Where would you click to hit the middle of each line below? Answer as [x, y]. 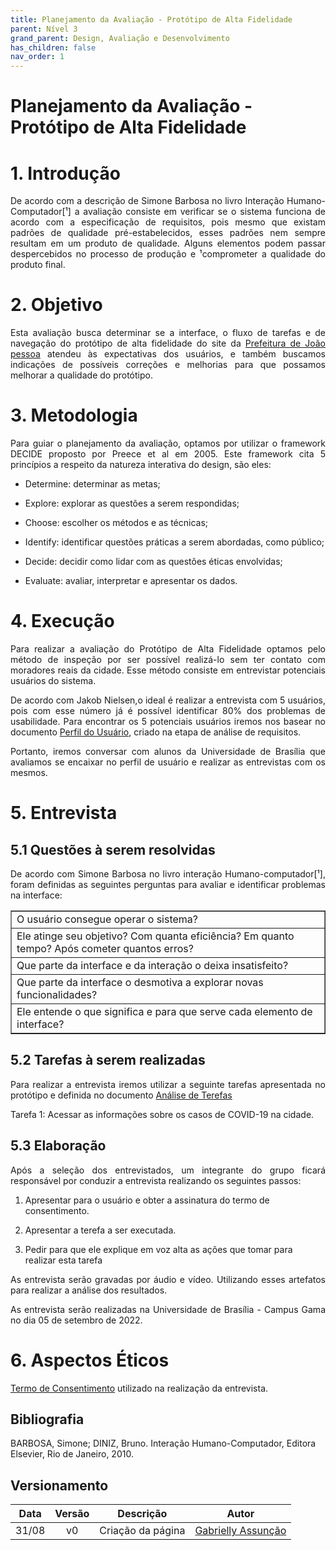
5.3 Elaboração [58, 1146]
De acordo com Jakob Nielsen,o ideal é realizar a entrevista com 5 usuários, [168, 700]
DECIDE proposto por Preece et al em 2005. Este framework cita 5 [168, 454]
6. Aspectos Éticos [90, 1360]
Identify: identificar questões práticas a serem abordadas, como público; [174, 542]
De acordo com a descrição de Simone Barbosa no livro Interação [147, 201]
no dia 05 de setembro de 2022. [76, 1320]
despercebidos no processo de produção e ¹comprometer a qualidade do [168, 254]
